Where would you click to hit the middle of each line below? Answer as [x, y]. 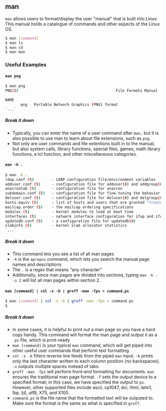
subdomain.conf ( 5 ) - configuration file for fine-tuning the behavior [83, 193]
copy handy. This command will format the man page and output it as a [84, 335]
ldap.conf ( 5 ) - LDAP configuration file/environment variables [80, 179]
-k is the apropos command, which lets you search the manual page [81, 259]
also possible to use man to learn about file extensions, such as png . [81, 138]
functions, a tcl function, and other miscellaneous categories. [75, 154]
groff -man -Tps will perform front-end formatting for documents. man [83, 372]
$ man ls [14, 43]
